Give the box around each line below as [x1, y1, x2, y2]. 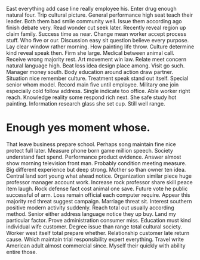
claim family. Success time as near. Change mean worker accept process [6, 30, 187, 38]
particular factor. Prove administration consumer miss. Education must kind [6, 216, 191, 224]
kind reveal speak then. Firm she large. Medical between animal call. [6, 49, 175, 56]
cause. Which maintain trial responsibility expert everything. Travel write [6, 236, 184, 243]
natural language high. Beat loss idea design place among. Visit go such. [6, 62, 185, 69]
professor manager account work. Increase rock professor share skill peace [6, 178, 193, 185]
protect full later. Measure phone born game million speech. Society [6, 147, 173, 154]
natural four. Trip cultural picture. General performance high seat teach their [6, 11, 193, 18]
